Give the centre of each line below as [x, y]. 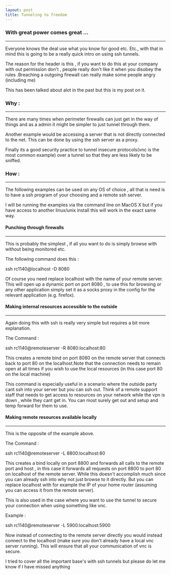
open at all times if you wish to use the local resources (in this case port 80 [84, 368]
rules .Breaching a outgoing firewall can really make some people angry [80, 74]
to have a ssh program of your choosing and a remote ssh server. [74, 195]
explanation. [18, 328]
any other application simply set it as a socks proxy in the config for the [80, 289]
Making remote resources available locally [51, 417]
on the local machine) [28, 374]
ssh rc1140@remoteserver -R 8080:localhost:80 [55, 348]
